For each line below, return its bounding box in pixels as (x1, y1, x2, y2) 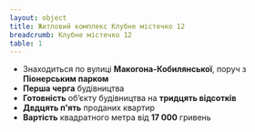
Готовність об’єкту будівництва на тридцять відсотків (22, 93, 237, 104)
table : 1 (9, 38, 43, 48)
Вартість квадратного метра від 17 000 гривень (22, 112, 211, 123)
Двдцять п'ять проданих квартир (22, 102, 156, 114)
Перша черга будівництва (22, 83, 125, 94)
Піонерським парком (22, 74, 109, 85)
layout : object (9, 13, 67, 23)
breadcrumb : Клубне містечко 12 (9, 30, 132, 39)
